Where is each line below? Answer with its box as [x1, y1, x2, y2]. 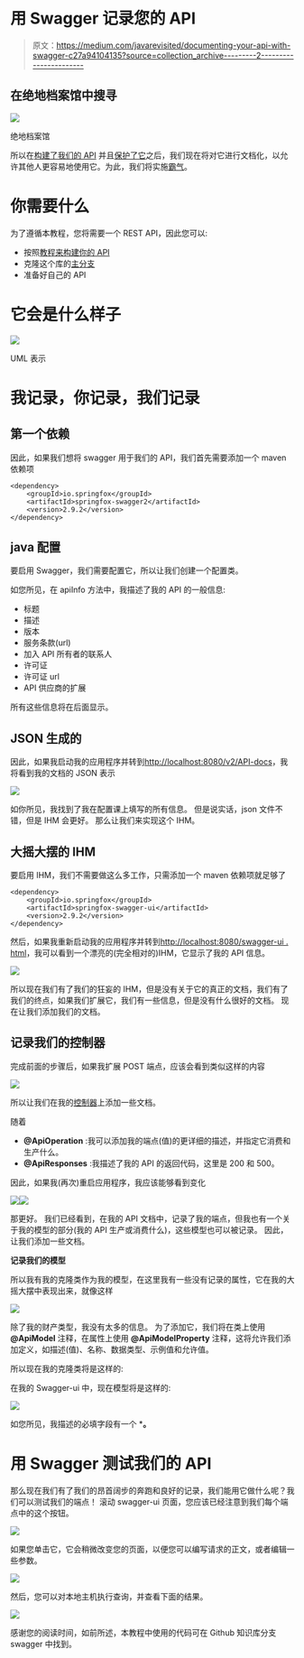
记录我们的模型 [10, 1255, 66, 1265]
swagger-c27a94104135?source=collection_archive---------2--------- [32, 50, 294, 60]
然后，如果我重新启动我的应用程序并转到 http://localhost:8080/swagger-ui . [10, 936, 289, 948]
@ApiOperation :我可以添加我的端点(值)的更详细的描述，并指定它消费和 [23, 1135, 291, 1146]
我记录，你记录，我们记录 [10, 387, 201, 408]
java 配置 [10, 540, 61, 555]
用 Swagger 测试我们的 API [10, 1454, 212, 1474]
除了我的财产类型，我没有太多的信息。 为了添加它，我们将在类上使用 [10, 1321, 265, 1332]
